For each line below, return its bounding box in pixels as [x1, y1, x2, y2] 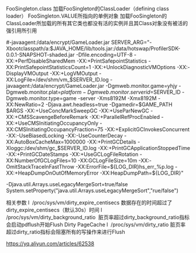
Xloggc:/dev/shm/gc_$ [6, 145, 61, 151]
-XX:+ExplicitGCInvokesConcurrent [104, 126, 190, 133]
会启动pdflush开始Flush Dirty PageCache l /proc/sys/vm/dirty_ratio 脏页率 [6, 221, 186, 228]
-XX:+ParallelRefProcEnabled [89, 114, 160, 120]
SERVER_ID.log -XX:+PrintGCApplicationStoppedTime [60, 145, 190, 151]
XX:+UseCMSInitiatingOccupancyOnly [6, 119, 99, 126]
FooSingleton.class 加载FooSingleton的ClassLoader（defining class [6, 5, 170, 12]
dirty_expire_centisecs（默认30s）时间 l [6, 207, 102, 213]
